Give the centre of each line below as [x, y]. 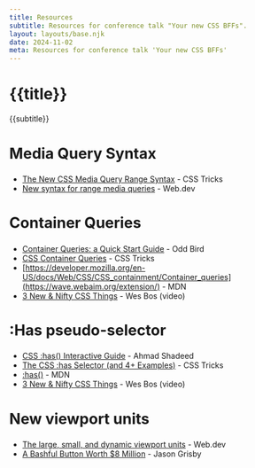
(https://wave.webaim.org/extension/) [91, 286]
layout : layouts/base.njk [57, 34]
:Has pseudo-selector [88, 330]
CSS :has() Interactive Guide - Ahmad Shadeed [108, 356]
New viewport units [80, 418]
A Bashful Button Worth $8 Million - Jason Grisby [112, 454]
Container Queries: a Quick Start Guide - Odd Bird [113, 248]
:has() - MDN [46, 375]
